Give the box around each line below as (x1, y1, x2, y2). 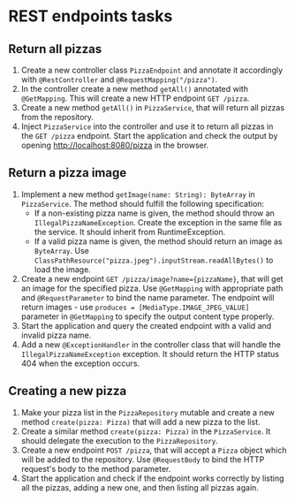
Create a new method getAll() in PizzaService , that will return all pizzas (20, 103, 284, 112)
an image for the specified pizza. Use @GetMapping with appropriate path (20, 283, 284, 293)
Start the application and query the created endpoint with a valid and (20, 320, 272, 331)
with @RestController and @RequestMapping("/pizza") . (20, 74, 218, 85)
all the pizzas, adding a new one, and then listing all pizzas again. (20, 482, 260, 492)
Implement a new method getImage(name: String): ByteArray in (20, 188, 255, 200)
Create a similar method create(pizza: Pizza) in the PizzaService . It (20, 426, 271, 437)
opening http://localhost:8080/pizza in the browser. (20, 140, 209, 150)
